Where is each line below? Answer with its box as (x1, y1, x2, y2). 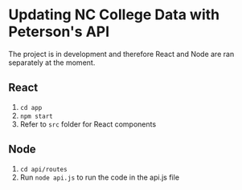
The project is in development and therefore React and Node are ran (8, 49, 235, 59)
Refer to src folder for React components (19, 119, 157, 129)
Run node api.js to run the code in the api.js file (19, 172, 179, 182)
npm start (19, 112, 54, 120)
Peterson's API (8, 22, 110, 41)
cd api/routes (19, 165, 68, 173)
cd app (19, 103, 43, 111)
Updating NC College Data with (8, 6, 219, 24)
